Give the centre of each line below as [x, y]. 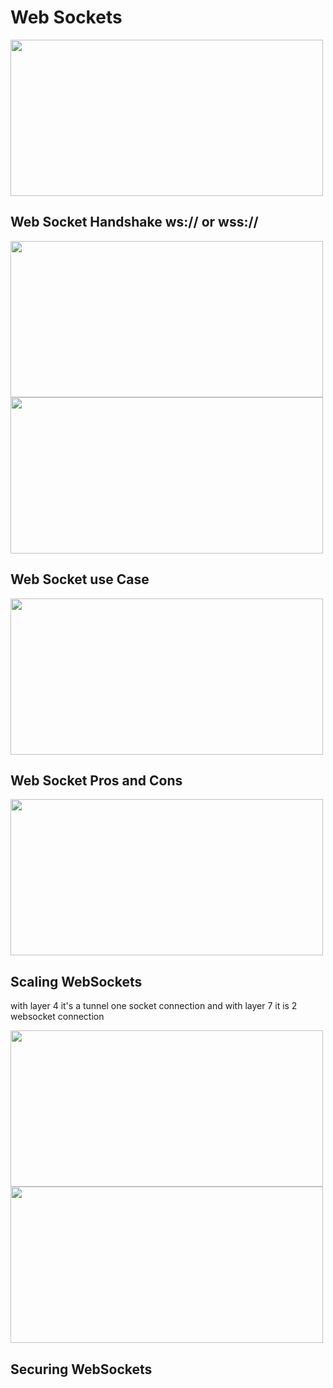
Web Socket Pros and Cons [96, 780]
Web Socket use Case [80, 579]
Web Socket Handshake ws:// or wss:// [134, 222]
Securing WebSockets [81, 1369]
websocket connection [57, 1017]
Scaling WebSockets [76, 981]
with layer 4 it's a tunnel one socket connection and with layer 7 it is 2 [154, 1006]
